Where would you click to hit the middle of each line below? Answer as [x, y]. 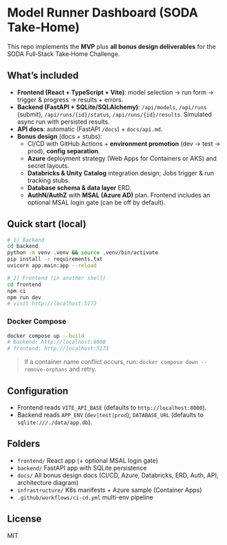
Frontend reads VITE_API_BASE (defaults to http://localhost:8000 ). [112, 408]
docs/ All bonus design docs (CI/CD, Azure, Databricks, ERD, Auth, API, [118, 475]
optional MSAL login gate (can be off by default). [96, 202]
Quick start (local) [47, 224]
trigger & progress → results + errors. [70, 99]
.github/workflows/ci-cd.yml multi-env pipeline [85, 497]
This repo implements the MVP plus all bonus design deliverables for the [112, 46]
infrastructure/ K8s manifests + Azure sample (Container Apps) [109, 490]
